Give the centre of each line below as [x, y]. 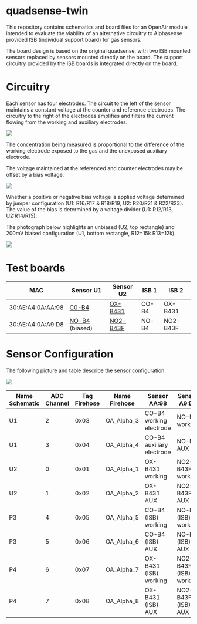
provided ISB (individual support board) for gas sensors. [74, 39]
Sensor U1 [86, 290]
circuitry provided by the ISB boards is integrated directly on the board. [92, 63]
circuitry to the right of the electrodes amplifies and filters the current [90, 116]
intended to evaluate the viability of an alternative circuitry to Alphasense [94, 33]
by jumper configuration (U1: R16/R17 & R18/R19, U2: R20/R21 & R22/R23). [95, 203]
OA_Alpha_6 [122, 541]
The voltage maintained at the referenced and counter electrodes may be [95, 168]
